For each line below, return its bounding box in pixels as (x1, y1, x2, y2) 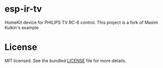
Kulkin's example (4, 24, 39, 30)
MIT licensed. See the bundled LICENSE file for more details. (4, 57, 126, 64)
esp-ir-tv (4, 3, 42, 15)
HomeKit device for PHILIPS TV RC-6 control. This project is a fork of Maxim (4, 19, 158, 25)
